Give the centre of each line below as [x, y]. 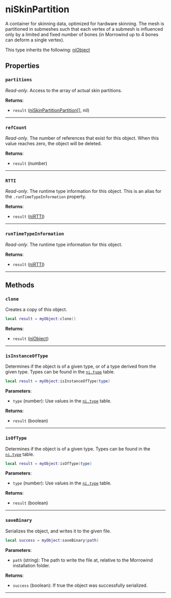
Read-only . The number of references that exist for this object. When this [82, 138]
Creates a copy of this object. [36, 309]
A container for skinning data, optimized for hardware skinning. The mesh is [85, 24]
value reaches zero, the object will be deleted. [54, 143]
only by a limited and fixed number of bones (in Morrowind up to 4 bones [82, 34]
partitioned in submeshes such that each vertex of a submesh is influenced [84, 29]
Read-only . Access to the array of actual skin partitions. [64, 90]
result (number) [30, 163]
